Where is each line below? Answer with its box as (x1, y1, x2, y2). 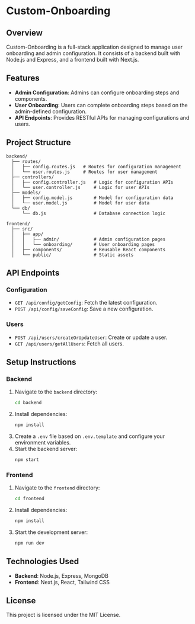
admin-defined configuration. (14, 108, 87, 115)
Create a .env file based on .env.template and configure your (14, 433, 165, 440)
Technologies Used (6, 556, 79, 567)
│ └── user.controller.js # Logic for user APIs (11, 184, 150, 190)
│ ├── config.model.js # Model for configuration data (11, 194, 174, 201)
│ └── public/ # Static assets (11, 252, 134, 258)
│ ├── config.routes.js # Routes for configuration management (11, 164, 182, 169)
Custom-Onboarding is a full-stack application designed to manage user (6, 43, 183, 50)
